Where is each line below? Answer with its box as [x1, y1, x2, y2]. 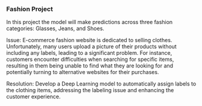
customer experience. [6, 93, 61, 101]
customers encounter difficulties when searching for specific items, [6, 56, 174, 63]
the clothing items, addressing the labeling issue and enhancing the [6, 87, 174, 94]
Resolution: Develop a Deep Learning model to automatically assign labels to [6, 80, 197, 87]
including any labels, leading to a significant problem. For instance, [6, 49, 172, 57]
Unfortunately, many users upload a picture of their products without [6, 43, 177, 50]
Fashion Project [6, 5, 53, 13]
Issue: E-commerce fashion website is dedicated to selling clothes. [6, 37, 172, 44]
